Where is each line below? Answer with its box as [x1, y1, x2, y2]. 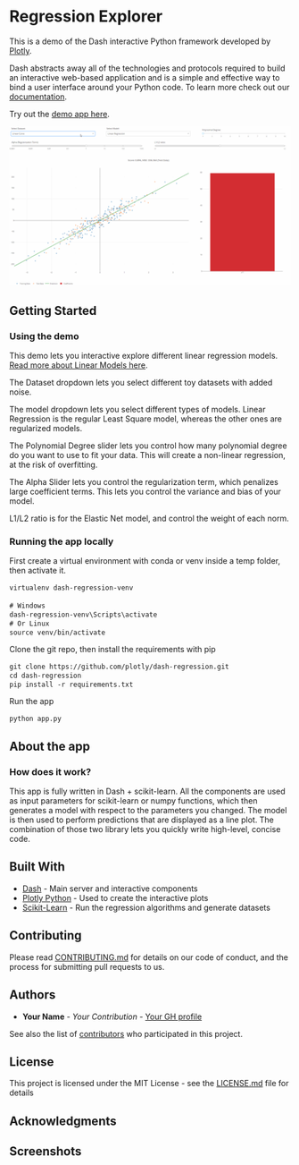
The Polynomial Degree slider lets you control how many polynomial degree [9, 440, 287, 451]
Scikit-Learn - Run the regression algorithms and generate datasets [21, 902, 270, 913]
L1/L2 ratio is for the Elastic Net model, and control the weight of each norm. [9, 513, 289, 524]
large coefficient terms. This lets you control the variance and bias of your [9, 486, 281, 497]
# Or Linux [9, 619, 50, 628]
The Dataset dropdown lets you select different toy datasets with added [9, 378, 273, 388]
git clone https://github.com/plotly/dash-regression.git [9, 662, 229, 672]
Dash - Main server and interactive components [21, 883, 198, 894]
